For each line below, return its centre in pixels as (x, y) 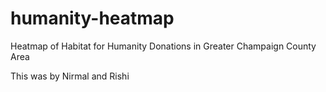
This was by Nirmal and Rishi (70, 76)
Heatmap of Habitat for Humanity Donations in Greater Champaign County (163, 46)
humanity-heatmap (92, 18)
